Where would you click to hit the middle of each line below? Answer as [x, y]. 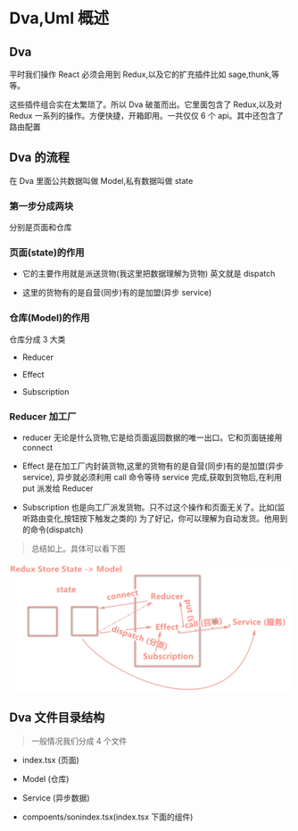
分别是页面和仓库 [41, 228]
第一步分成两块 [41, 206]
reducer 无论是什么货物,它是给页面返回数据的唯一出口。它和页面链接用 [152, 437]
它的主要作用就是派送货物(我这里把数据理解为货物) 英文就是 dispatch [149, 274]
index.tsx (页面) [51, 760]
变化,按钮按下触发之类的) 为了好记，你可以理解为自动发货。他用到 [167, 518]
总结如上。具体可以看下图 [78, 548]
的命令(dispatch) [53, 529]
